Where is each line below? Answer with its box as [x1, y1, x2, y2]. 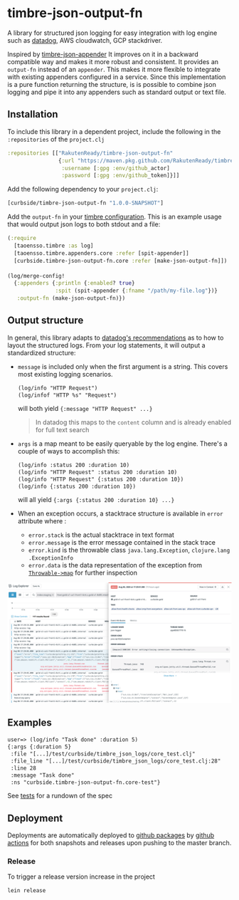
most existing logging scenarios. [17, 370, 113, 378]
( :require [7, 235, 37, 242]
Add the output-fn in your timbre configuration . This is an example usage [7, 212, 222, 221]
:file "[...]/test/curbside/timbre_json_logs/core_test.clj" [10, 750, 196, 758]
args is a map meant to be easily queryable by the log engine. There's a [17, 439, 228, 448]
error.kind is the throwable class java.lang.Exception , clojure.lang [28, 545, 230, 554]
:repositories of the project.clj [7, 135, 105, 143]
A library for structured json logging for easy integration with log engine [7, 28, 218, 37]
